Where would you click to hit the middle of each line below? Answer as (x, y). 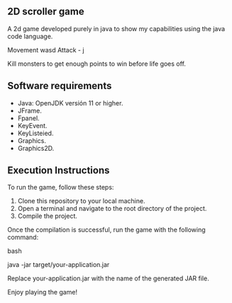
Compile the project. (48, 216)
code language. (30, 36)
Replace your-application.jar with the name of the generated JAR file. (108, 278)
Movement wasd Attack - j (46, 50)
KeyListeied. (35, 133)
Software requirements (60, 86)
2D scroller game (46, 12)
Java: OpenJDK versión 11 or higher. (70, 103)
